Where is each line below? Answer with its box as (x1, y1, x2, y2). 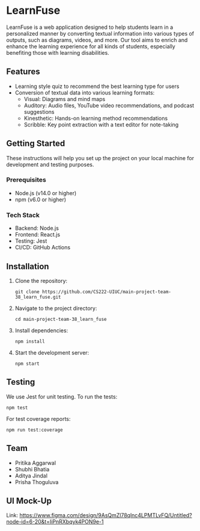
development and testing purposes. (6, 161, 94, 168)
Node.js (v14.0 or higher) (14, 189, 77, 196)
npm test (6, 405, 28, 411)
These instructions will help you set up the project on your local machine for (6, 154, 194, 161)
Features (6, 67, 40, 77)
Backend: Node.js (14, 225, 59, 232)
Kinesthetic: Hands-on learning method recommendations (23, 114, 168, 122)
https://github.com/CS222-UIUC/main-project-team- (41, 288, 172, 295)
